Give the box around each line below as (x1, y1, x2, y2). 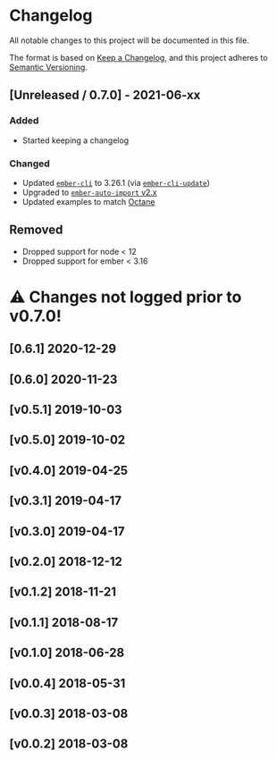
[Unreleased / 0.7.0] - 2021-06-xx (9, 88, 201, 103)
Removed (9, 223, 63, 238)
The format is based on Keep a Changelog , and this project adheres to (9, 52, 268, 63)
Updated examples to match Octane (21, 196, 155, 207)
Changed (9, 157, 51, 170)
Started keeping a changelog (21, 135, 130, 146)
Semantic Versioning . (9, 62, 88, 72)
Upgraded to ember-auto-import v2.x (21, 187, 158, 198)
